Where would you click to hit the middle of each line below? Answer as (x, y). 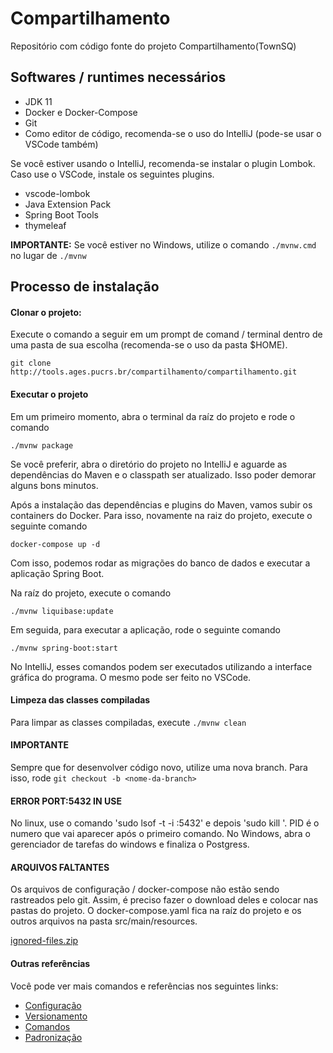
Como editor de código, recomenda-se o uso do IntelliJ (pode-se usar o (173, 133)
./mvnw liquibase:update (62, 611)
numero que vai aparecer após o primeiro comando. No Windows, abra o (160, 834)
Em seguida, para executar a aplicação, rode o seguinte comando (145, 629)
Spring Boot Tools (61, 214)
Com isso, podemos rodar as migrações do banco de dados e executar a (160, 563)
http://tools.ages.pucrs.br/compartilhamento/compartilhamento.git (154, 372)
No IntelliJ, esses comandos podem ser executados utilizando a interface (161, 666)
